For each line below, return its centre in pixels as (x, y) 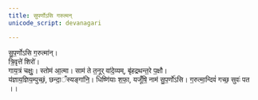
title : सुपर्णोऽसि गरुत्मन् (40, 15)
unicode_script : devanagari (55, 23)
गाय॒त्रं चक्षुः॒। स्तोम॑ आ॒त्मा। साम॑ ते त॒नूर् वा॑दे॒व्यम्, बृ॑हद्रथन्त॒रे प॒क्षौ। (88, 70)
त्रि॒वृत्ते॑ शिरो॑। (24, 61)
